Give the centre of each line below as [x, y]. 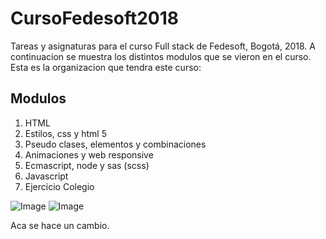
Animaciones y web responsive [89, 154]
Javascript [46, 176]
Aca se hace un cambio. [60, 225]
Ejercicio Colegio [59, 186]
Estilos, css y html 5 [65, 133]
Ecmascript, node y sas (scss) [87, 165]
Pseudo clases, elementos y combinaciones [115, 144]
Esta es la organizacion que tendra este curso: [106, 67]
